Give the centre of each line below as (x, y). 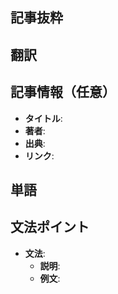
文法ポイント (50, 227)
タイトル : (43, 118)
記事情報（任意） (63, 92)
